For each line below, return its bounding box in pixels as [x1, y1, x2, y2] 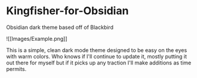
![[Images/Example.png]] [6, 35, 67, 42]
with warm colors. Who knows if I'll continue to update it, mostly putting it [6, 53, 187, 60]
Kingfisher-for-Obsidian [6, 4, 129, 18]
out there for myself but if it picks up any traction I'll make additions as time [6, 59, 192, 66]
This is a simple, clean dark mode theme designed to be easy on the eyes [6, 46, 187, 54]
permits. [6, 65, 27, 72]
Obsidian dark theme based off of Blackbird [6, 24, 113, 31]
